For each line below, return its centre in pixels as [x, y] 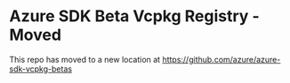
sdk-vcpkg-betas [41, 69]
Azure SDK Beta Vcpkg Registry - [134, 16]
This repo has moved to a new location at [85, 59]
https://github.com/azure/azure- [222, 59]
